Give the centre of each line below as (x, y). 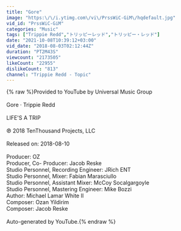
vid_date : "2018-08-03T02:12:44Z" (50, 46)
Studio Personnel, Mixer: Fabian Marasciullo (62, 176)
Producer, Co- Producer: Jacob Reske (54, 163)
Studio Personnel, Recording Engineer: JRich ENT (69, 170)
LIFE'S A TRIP (23, 118)
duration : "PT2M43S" (33, 52)
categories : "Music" (33, 29)
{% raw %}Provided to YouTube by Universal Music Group (79, 92)
